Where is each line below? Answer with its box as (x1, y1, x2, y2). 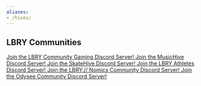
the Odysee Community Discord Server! (6, 73, 107, 80)
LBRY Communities (6, 37, 82, 48)
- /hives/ (6, 15, 32, 21)
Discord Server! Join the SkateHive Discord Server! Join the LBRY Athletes (6, 60, 195, 67)
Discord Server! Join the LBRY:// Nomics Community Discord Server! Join (6, 66, 192, 74)
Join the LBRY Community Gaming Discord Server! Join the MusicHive (6, 53, 184, 61)
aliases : (6, 9, 29, 15)
